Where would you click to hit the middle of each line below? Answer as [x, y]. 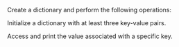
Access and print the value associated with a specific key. [90, 36]
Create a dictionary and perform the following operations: [89, 10]
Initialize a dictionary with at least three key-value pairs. [87, 23]
